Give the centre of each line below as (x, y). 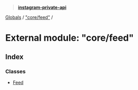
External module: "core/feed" (70, 38)
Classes (16, 71)
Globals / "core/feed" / (29, 17)
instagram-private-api (42, 7)
